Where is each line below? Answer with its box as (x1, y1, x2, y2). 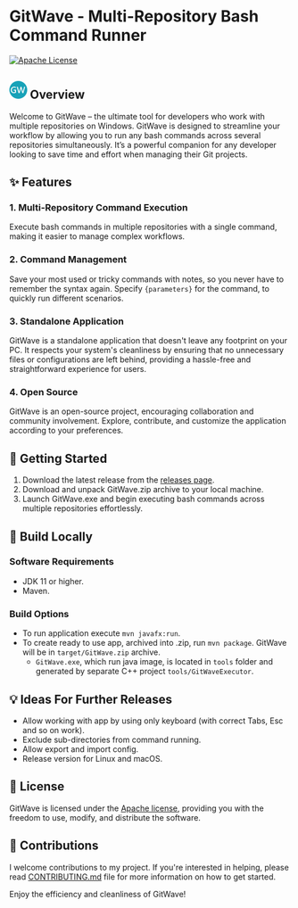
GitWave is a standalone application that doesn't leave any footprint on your (9, 335, 288, 346)
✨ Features (9, 175, 72, 190)
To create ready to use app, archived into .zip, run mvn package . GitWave (21, 638, 287, 648)
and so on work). (21, 724, 85, 735)
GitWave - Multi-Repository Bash (9, 6, 259, 27)
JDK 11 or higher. (21, 575, 85, 586)
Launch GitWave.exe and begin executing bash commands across (21, 493, 265, 505)
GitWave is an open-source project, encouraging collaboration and (9, 406, 254, 417)
